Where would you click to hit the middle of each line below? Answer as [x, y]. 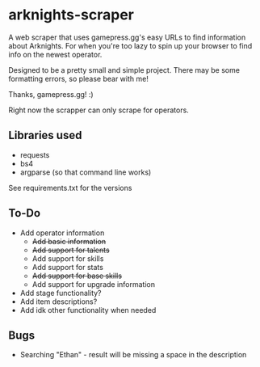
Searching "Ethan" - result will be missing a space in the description [133, 355]
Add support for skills [68, 258]
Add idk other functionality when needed [88, 310]
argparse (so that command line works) [86, 172]
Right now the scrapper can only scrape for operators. [99, 110]
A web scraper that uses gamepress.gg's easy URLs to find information [127, 37]
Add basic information [69, 241]
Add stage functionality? [61, 293]
